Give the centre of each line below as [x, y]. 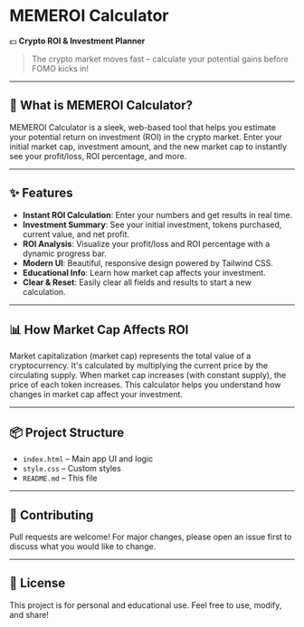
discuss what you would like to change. [83, 546]
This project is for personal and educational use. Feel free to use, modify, [146, 605]
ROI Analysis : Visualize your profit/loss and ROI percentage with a [146, 243]
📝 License [38, 583]
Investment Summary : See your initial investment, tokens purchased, [152, 224]
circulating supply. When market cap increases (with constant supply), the [148, 375]
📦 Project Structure [67, 432]
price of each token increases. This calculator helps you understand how [145, 385]
